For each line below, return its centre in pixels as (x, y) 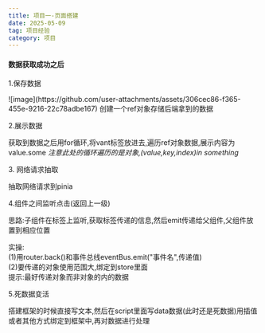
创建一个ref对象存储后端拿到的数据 (156, 109)
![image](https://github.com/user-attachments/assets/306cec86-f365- (125, 100)
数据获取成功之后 (36, 64)
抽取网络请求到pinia (41, 186)
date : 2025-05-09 (37, 23)
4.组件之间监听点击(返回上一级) (59, 203)
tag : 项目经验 (29, 30)
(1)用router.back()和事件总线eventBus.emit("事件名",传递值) (105, 257)
